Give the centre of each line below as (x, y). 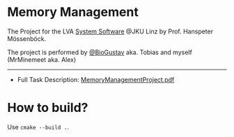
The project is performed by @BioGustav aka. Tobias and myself (100, 52)
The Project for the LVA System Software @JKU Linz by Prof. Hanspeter (110, 31)
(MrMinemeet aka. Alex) (42, 59)
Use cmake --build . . (38, 127)
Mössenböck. (27, 38)
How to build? (48, 108)
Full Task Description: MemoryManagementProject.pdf (96, 79)
